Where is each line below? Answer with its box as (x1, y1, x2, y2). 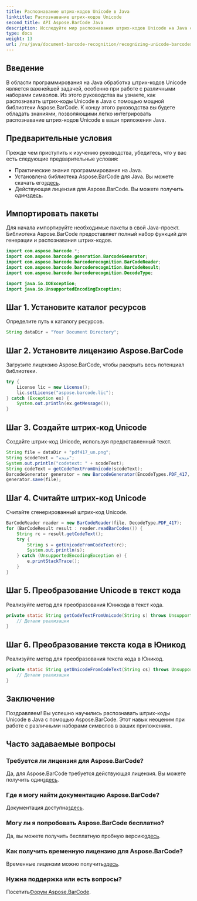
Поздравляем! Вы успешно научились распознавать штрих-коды (6, 709, 171, 716)
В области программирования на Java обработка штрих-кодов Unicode (6, 79, 186, 86)
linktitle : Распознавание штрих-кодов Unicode (6, 14, 122, 20)
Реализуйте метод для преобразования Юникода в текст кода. (6, 601, 164, 608)
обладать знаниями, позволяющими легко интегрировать (6, 110, 151, 117)
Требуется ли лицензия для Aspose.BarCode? (6, 756, 144, 765)
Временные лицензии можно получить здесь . (6, 860, 120, 867)
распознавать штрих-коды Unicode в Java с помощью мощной (6, 98, 164, 105)
